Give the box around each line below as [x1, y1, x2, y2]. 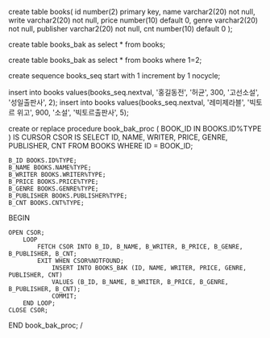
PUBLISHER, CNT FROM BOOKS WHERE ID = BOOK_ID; [8, 141, 193, 150]
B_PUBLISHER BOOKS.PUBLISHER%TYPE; [8, 192, 128, 200]
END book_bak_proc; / [8, 320, 83, 330]
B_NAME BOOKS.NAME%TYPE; [8, 164, 92, 172]
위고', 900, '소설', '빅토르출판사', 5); [16, 108, 129, 117]
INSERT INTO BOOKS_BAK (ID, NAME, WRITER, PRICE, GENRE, [51, 264, 247, 272]
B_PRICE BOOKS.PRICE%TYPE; [8, 177, 99, 186]
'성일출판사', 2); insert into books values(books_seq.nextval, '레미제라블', [8, 98, 246, 107]
